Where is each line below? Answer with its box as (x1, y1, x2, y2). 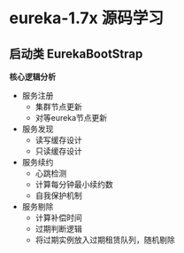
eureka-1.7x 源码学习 (9, 8, 164, 28)
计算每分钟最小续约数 (34, 179, 113, 189)
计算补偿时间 (34, 212, 82, 223)
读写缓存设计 (34, 135, 82, 145)
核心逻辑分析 (9, 72, 56, 82)
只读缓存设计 (34, 146, 82, 156)
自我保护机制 (34, 190, 82, 201)
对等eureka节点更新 (34, 113, 108, 123)
